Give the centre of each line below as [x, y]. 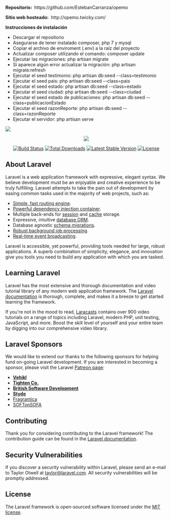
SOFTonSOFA [27, 405]
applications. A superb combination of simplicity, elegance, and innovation [84, 251]
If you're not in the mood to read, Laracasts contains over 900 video [78, 312]
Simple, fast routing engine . [42, 203]
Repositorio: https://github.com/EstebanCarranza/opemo [67, 7]
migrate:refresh [29, 70]
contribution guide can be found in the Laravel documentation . [71, 439]
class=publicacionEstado [39, 103]
